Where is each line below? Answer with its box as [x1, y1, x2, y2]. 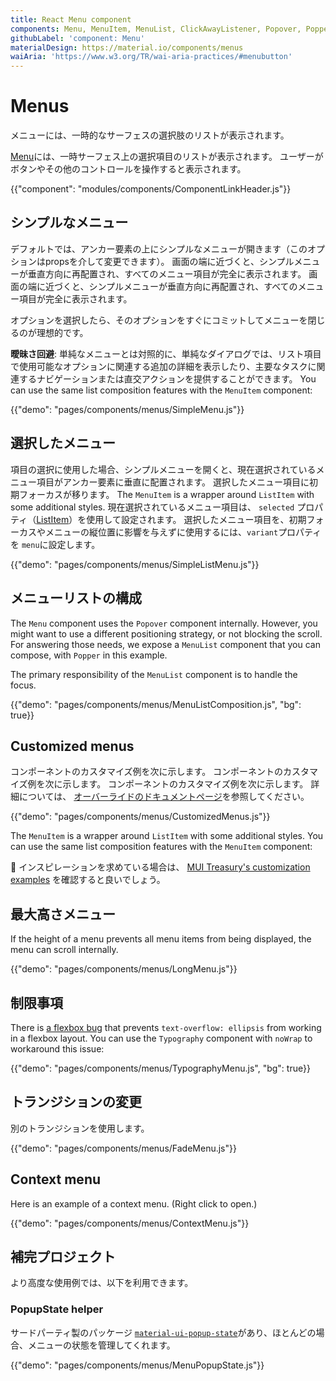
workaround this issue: [10, 1042, 105, 1055]
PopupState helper [10, 1302, 104, 1316]
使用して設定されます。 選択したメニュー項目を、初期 [86, 513, 307, 525]
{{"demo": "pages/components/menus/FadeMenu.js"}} [10, 1142, 237, 1154]
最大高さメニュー [10, 906, 116, 923]
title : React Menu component [10, 14, 132, 25]
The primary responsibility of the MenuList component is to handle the [10, 668, 298, 680]
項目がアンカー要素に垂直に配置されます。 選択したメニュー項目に [36, 476, 310, 488]
